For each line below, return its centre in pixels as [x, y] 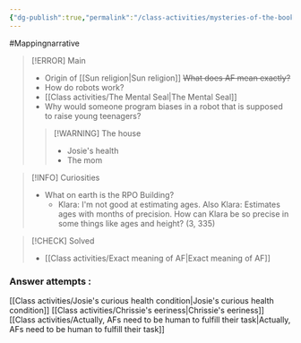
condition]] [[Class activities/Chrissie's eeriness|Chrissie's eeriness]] [137, 310]
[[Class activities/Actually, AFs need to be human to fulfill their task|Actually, [150, 320]
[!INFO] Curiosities [65, 177]
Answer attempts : [51, 281]
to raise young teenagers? [93, 116]
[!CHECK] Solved [63, 240]
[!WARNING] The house [97, 133]
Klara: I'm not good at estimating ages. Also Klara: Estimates [169, 204]
